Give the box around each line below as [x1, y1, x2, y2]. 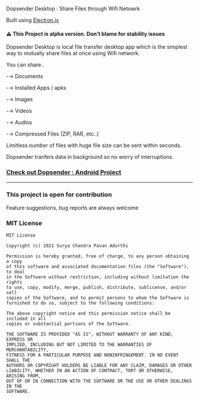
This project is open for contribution [6, 190, 113, 199]
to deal [6, 269, 25, 275]
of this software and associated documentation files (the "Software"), [6, 264, 190, 270]
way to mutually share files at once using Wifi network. [6, 50, 140, 57]
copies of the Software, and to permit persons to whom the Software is [6, 295, 190, 301]
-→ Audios [6, 119, 33, 126]
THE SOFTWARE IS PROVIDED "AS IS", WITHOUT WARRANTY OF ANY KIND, [6, 331, 174, 338]
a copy [6, 259, 23, 265]
